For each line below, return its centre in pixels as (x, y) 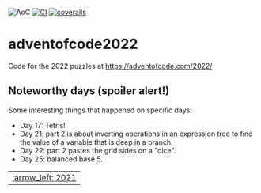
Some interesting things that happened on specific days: (100, 110)
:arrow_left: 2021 (44, 177)
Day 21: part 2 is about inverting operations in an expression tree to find (136, 134)
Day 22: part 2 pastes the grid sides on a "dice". (98, 150)
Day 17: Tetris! (42, 125)
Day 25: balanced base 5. (61, 159)
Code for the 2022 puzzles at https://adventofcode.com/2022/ (110, 66)
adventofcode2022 (73, 44)
